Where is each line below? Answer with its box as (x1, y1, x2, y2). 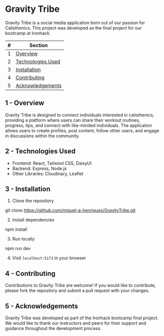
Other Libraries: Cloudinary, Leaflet (12, 171, 83, 177)
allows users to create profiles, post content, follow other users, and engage (5, 127, 160, 133)
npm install (5, 226, 27, 232)
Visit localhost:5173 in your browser (12, 255, 86, 261)
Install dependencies (12, 217, 55, 223)
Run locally (12, 236, 35, 242)
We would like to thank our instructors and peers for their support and (5, 320, 146, 326)
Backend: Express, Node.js (12, 165, 67, 171)
